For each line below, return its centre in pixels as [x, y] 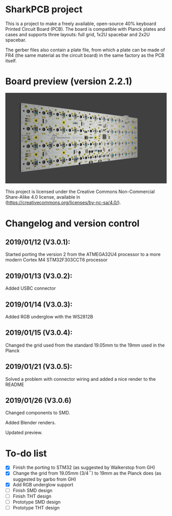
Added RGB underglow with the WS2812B [49, 317]
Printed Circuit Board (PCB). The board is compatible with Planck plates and [85, 29]
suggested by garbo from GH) [45, 479]
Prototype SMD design [37, 502]
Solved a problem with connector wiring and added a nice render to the [81, 379]
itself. [11, 60]
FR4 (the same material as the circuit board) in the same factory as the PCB [85, 55]
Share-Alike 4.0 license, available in [43, 197]
